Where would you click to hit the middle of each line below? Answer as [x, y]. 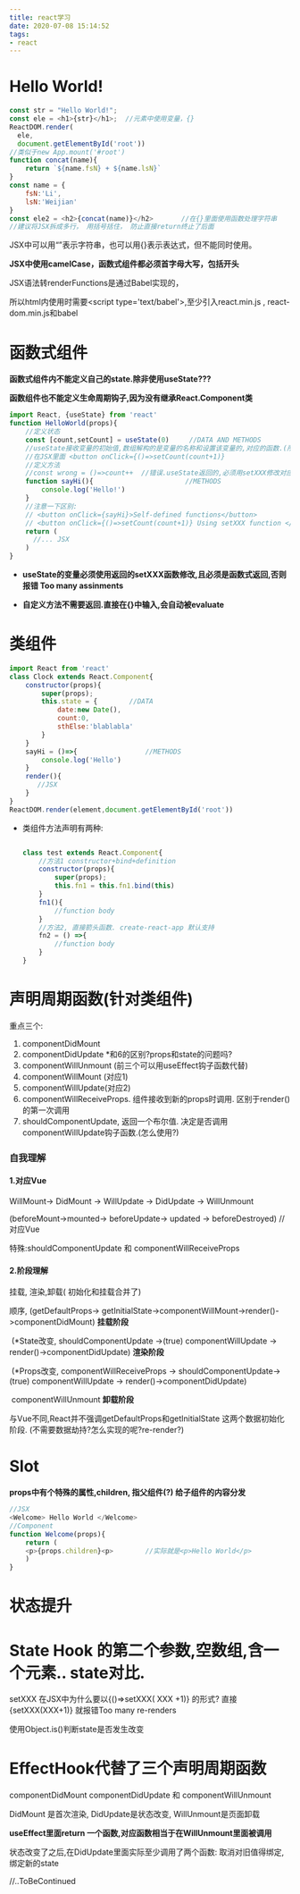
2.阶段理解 [29, 1270]
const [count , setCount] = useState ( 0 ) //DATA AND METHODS [143, 440]
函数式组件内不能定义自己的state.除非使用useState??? [110, 379]
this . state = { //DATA [97, 702]
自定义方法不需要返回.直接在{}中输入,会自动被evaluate [123, 605]
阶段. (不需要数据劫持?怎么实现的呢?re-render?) [97, 1430]
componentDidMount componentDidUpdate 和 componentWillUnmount [141, 1795]
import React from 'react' [59, 668]
